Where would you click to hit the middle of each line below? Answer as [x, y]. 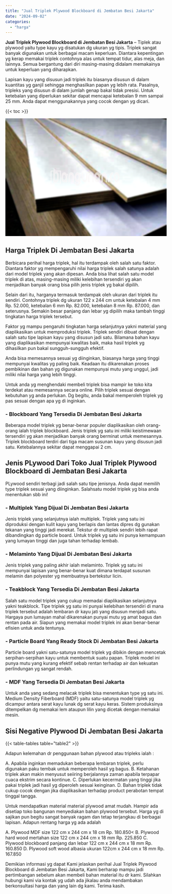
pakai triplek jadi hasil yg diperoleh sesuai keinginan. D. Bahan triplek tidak [84, 785]
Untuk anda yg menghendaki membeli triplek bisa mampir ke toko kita [79, 384]
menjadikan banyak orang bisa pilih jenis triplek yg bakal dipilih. [72, 284]
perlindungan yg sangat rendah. [39, 668]
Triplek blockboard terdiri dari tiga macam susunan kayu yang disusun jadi [84, 441]
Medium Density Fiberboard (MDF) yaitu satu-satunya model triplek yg [80, 698]
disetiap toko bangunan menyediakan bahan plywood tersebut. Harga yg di [84, 811]
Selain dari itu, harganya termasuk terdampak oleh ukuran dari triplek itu [81, 295]
